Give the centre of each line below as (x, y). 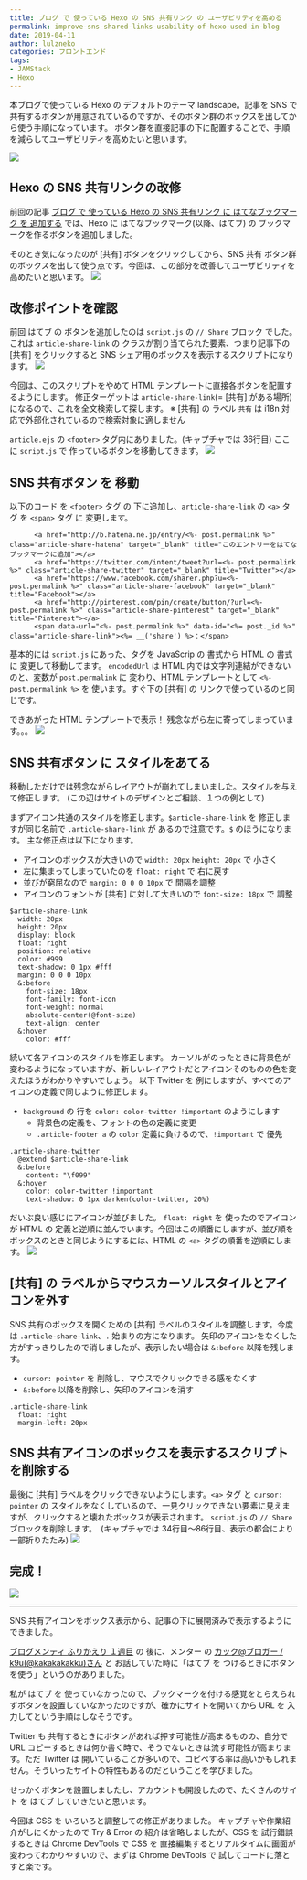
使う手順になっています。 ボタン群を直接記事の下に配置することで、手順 (153, 127)
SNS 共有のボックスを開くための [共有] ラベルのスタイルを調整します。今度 (152, 1324)
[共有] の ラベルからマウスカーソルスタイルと (137, 1283)
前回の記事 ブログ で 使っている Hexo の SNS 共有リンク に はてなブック (145, 211)
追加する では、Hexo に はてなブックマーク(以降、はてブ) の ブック (156, 223)
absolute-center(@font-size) (81, 1015)
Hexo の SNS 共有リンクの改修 (95, 188)
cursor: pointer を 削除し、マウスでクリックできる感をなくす (140, 1378)
